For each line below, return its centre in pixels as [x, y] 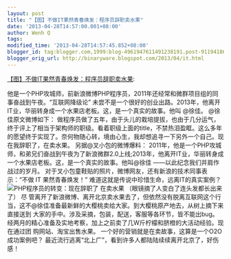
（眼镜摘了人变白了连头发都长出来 [174, 188]
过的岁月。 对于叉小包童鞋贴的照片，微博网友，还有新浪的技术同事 [107, 171]
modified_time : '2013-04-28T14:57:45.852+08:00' [78, 45]
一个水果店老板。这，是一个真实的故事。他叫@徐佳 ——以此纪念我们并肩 [110, 162]
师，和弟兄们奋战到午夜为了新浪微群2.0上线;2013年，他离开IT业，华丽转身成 [115, 154]
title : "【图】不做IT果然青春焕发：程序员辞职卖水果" [75, 20]
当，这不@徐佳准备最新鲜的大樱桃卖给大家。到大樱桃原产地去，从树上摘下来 [115, 205]
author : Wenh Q [29, 33]
